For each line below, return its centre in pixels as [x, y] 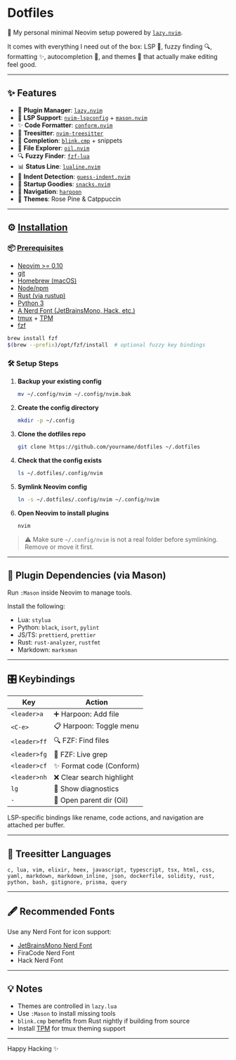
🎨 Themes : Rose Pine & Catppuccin [69, 199]
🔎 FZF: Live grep [81, 755]
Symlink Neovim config [52, 486]
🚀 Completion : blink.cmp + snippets [70, 140]
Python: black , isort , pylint [58, 627]
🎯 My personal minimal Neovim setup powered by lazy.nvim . [95, 32]
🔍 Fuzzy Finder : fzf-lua [53, 155]
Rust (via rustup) [41, 296]
